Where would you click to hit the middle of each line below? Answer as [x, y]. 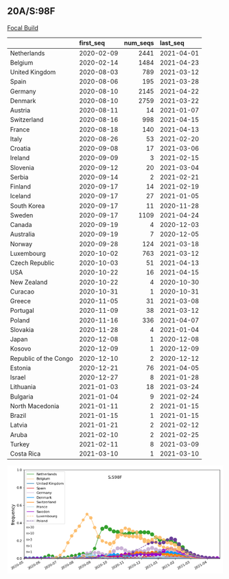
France [20, 129]
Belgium [22, 62]
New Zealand [29, 282]
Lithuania [23, 387]
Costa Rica [25, 454]
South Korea [27, 206]
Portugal [22, 311]
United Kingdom [33, 72]
